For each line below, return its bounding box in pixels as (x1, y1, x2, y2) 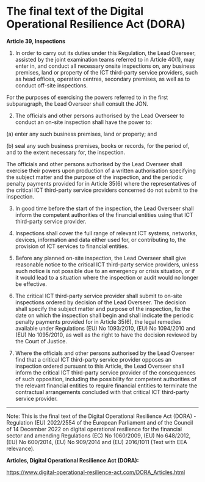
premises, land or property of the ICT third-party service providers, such (15, 68, 198, 76)
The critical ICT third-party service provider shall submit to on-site (15, 292, 182, 299)
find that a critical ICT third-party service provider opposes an (15, 356, 172, 363)
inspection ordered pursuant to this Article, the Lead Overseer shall (15, 362, 184, 370)
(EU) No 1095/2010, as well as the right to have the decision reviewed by (15, 331, 198, 338)
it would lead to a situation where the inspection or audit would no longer (15, 274, 199, 281)
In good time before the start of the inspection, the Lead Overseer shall (15, 205, 194, 212)
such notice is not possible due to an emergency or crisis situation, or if (15, 267, 195, 274)
